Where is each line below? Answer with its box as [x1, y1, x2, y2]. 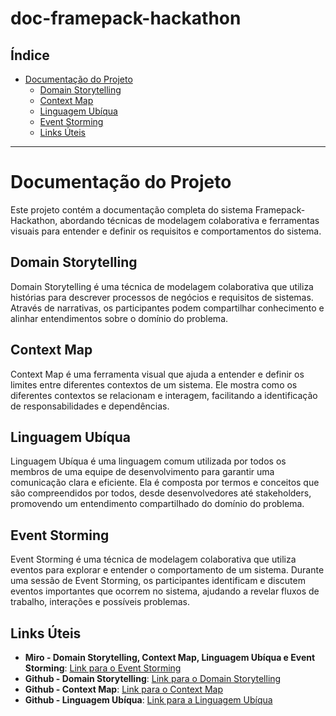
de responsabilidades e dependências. [10, 400, 170, 412]
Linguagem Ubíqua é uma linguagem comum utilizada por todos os [10, 455, 287, 467]
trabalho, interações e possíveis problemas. [10, 596, 190, 608]
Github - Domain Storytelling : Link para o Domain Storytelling [24, 673, 282, 684]
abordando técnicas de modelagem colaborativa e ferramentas [59, 214, 320, 226]
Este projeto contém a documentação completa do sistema [10, 203, 253, 216]
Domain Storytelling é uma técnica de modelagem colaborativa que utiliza [10, 280, 314, 292]
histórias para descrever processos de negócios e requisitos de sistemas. [10, 291, 314, 303]
